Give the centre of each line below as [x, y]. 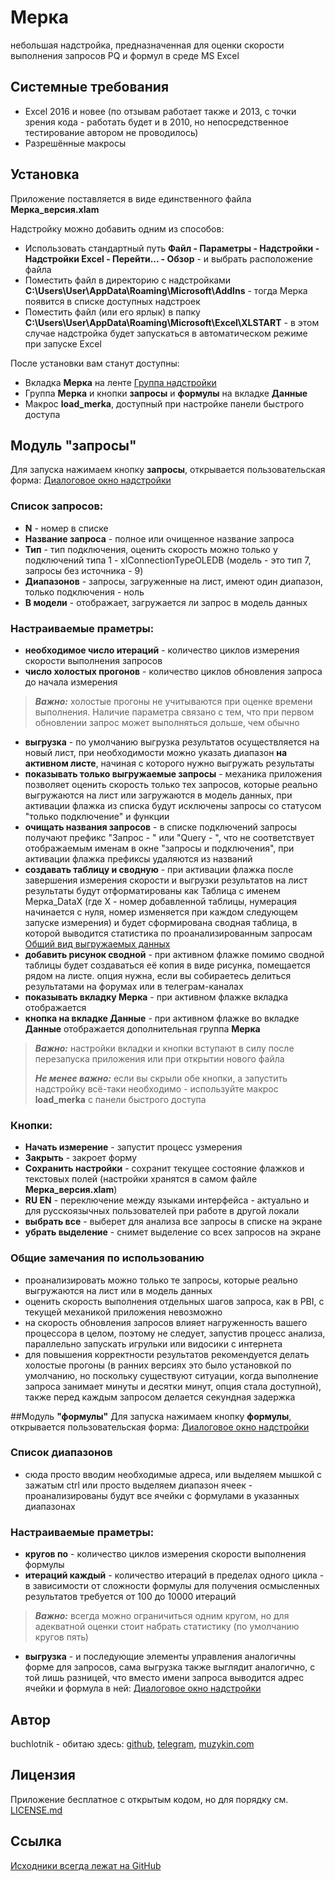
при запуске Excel [63, 343]
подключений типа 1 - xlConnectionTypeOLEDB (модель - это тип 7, [168, 560]
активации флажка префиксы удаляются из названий [138, 858]
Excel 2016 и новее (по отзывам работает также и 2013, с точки [160, 111]
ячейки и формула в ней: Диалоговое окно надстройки [143, 1688]
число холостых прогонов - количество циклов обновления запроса [173, 671]
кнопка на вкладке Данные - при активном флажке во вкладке [162, 1018]
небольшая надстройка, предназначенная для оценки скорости [147, 45]
